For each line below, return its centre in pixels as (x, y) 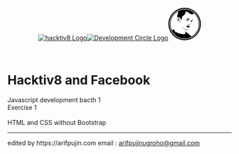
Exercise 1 (22, 107)
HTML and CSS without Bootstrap (57, 122)
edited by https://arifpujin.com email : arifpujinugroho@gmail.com (104, 143)
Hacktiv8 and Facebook (79, 81)
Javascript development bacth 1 (54, 99)
